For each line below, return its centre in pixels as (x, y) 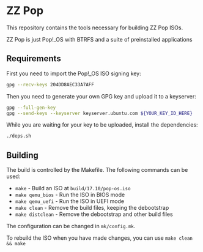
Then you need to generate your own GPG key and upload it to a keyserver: (102, 96)
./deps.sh (19, 136)
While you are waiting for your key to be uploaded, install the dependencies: (102, 125)
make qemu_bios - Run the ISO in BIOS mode (70, 195)
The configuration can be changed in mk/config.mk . (71, 226)
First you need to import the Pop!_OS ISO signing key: (74, 73)
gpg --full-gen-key (31, 108)
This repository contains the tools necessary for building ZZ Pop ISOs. (95, 28)
